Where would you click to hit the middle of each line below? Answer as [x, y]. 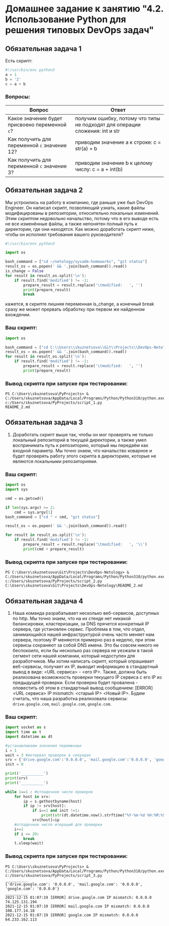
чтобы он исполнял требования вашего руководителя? [64, 234]
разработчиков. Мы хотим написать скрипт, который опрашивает [83, 661]
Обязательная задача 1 [44, 49]
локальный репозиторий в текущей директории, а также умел [79, 440]
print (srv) [17, 778]
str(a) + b [86, 148]
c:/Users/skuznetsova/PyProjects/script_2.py [54, 581]
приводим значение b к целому [114, 163]
